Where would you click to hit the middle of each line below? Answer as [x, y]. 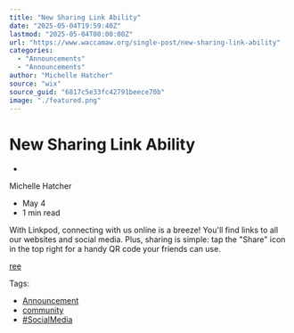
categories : [31, 51]
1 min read [41, 213]
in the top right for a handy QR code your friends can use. [115, 249]
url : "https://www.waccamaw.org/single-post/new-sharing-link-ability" [145, 42]
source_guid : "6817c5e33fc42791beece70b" [87, 92]
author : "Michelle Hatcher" [61, 76]
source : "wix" [36, 84]
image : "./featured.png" [55, 100]
